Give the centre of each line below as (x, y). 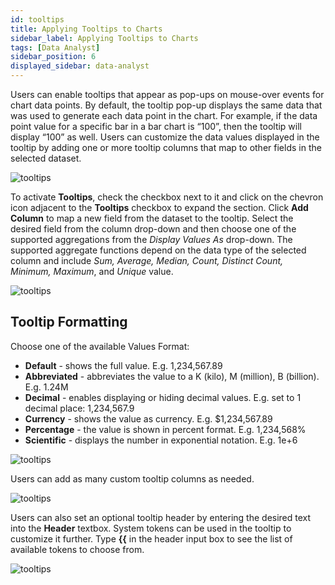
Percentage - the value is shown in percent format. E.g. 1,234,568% (165, 429)
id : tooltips (37, 19)
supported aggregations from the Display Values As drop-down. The (151, 239)
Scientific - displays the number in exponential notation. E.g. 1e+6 (161, 440)
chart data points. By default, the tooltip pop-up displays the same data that (166, 105)
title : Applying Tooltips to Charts (86, 29)
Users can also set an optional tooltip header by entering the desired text (161, 517)
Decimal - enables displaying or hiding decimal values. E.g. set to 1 (163, 397)
